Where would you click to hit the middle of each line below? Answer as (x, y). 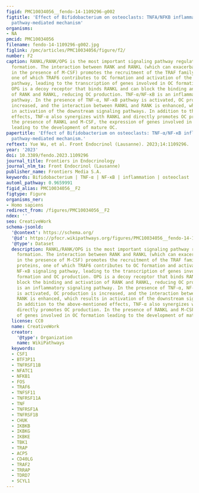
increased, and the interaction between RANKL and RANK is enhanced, (99, 105)
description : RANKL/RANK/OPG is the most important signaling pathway (100, 249)
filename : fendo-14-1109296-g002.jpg (53, 45)
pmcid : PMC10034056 (30, 39)
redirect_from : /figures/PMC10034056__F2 (58, 211)
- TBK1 (20, 443)
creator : (22, 332)
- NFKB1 (21, 376)
